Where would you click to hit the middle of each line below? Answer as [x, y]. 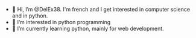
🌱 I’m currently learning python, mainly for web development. [88, 28]
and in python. [30, 16]
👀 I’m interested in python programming [61, 22]
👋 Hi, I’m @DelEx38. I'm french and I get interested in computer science [101, 9]
